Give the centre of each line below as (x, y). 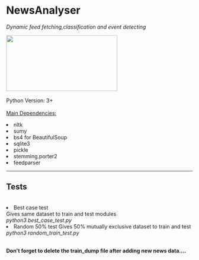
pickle (21, 150)
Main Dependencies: (31, 113)
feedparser (27, 162)
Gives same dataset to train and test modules (61, 214)
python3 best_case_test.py (39, 220)
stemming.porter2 (36, 156)
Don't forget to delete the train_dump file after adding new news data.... (96, 250)
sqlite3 (22, 143)
